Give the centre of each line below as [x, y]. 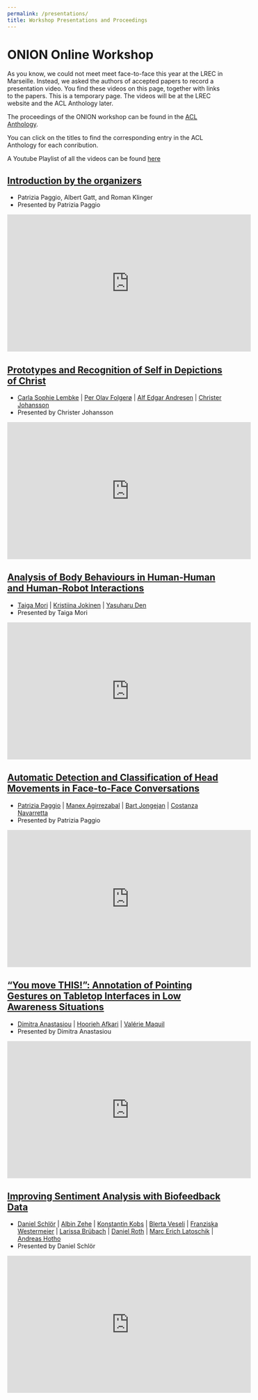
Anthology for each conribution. [53, 145]
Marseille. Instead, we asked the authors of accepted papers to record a [111, 81]
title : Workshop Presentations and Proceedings [78, 20]
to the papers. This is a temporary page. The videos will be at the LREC [109, 96]
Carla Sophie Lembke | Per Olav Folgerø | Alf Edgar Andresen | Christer [119, 398]
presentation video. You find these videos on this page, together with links [114, 88]
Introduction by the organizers [74, 181]
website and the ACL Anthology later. [60, 103]
